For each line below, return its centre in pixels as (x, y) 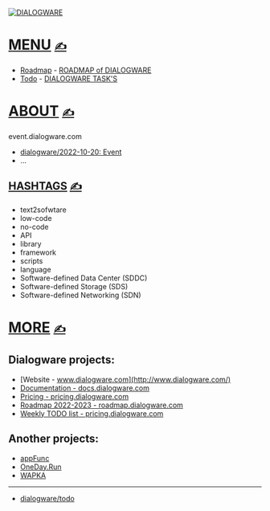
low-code (36, 218)
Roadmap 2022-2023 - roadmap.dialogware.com (101, 405)
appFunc (35, 458)
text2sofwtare (43, 210)
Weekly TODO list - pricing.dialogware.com (92, 413)
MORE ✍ (37, 327)
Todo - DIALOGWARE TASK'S (69, 78)
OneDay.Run (41, 467)
